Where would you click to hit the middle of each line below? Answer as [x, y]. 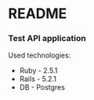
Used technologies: [40, 55]
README [38, 14]
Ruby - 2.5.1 [38, 71]
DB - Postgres [42, 87]
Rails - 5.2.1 [38, 79]
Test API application [47, 39]
